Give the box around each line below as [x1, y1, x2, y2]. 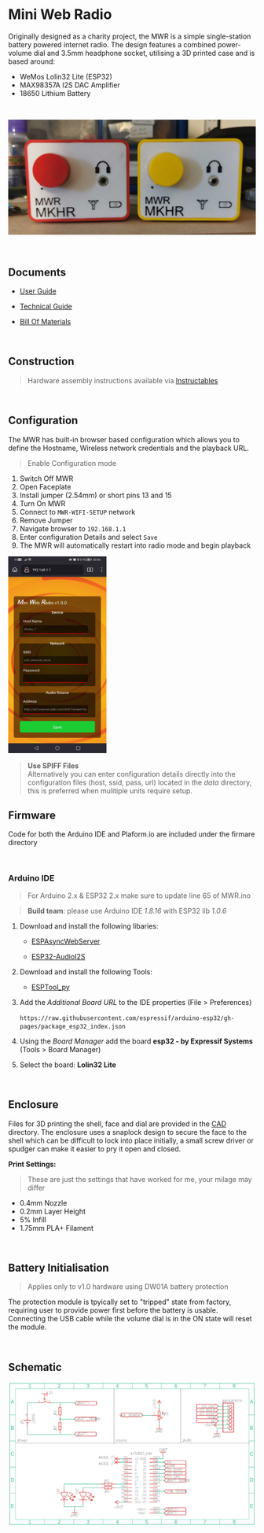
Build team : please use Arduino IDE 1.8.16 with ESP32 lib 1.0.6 [27, 906, 227, 915]
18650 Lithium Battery [19, 88, 91, 98]
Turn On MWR [19, 498, 66, 508]
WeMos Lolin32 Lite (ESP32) [19, 72, 112, 81]
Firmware [8, 809, 57, 822]
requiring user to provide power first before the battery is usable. [8, 1306, 218, 1315]
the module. [8, 1322, 47, 1332]
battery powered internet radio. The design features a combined [8, 39, 216, 49]
